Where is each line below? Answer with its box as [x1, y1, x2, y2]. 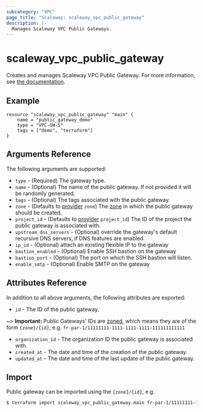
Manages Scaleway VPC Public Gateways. [11, 25, 112, 32]
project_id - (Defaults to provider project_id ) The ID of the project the [14, 215, 192, 222]
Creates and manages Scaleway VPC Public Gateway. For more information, [6, 72, 196, 79]
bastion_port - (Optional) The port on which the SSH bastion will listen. [14, 254, 193, 261]
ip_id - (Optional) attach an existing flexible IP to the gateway [14, 241, 169, 248]
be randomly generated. [14, 190, 76, 197]
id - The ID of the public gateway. [14, 306, 100, 313]
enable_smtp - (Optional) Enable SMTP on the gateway [14, 260, 150, 268]
